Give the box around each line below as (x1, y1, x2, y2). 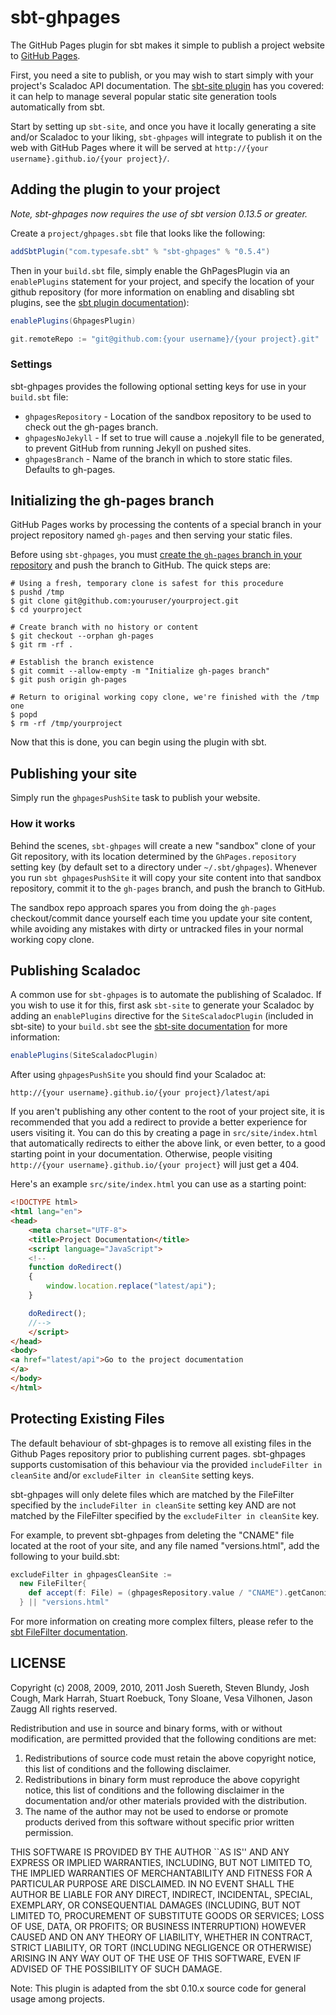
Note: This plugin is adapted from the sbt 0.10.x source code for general (10, 1982, 307, 1994)
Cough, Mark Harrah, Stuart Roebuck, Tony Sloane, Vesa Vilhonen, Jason (10, 1692, 313, 1704)
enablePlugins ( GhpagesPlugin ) (10, 316, 137, 326)
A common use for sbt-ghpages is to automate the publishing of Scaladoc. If (10, 989, 322, 1001)
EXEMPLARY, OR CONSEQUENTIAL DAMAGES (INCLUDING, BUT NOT (10, 1899, 302, 1911)
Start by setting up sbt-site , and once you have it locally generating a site (10, 120, 317, 132)
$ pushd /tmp (10, 587, 65, 598)
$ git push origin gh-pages (10, 675, 128, 685)
